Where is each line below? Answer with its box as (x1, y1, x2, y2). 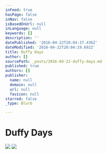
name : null (10, 78, 33, 83)
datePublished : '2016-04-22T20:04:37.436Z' (5, 40, 98, 45)
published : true (5, 63, 39, 68)
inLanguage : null (5, 26, 42, 31)
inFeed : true (5, 7, 33, 13)
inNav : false (5, 17, 33, 22)
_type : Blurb (5, 101, 33, 106)
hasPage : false (5, 12, 37, 17)
